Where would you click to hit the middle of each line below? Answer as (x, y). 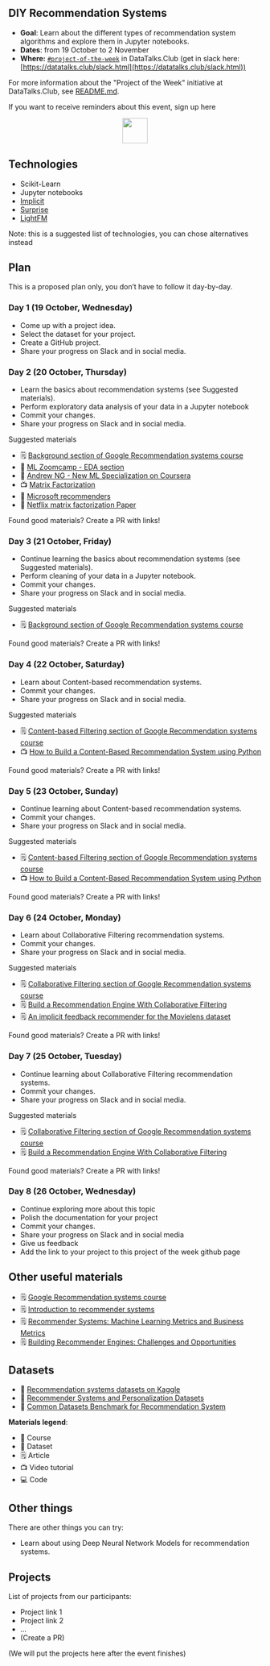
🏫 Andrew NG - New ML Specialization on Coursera (105, 476)
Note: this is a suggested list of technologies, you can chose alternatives (129, 234)
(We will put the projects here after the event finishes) (97, 1654)
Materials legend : (38, 1423)
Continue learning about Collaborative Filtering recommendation (126, 1074)
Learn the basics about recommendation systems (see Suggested (129, 389)
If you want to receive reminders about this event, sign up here (112, 106)
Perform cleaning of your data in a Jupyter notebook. (108, 576)
